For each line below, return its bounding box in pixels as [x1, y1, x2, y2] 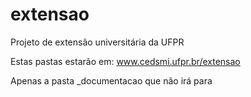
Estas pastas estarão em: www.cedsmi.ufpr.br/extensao [10, 55, 241, 67]
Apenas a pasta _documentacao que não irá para [10, 74, 213, 87]
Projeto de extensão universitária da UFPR [10, 36, 185, 48]
